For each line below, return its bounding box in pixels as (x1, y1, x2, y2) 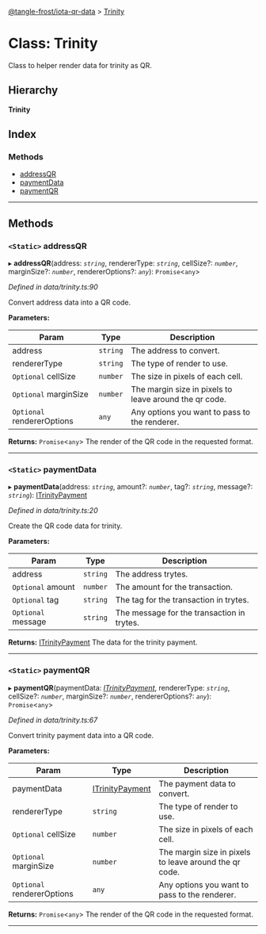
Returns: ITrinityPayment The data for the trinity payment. (8, 637, 198, 647)
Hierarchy (8, 83, 59, 98)
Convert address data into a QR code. (8, 297, 131, 308)
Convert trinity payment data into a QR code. (8, 730, 154, 740)
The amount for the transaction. (115, 582, 234, 593)
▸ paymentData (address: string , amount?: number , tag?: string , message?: (8, 482, 253, 492)
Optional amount (12, 582, 75, 593)
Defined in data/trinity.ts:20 (8, 506, 98, 515)
